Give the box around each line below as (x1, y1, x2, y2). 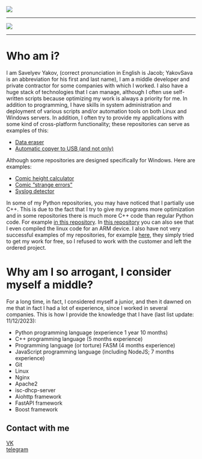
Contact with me (6, 423, 70, 434)
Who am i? (6, 49, 60, 63)
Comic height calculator (14, 174, 75, 182)
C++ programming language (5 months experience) (14, 335, 143, 343)
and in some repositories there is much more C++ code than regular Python (6, 212, 194, 219)
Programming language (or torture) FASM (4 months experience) (14, 341, 176, 349)
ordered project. (6, 244, 47, 251)
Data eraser (14, 138, 44, 145)
